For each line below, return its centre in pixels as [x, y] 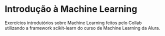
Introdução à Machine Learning [71, 9]
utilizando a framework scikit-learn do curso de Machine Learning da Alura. [82, 28]
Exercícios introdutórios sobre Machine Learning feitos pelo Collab [73, 23]
